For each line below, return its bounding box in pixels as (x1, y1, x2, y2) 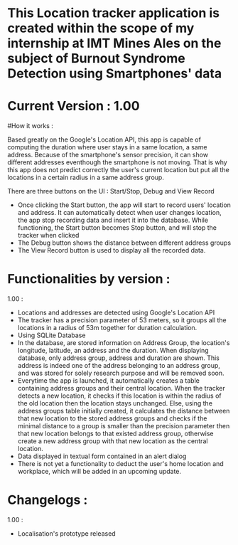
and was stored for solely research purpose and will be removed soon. (17, 369, 225, 378)
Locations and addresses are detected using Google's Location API (17, 308, 215, 317)
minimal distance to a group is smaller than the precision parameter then (17, 422, 230, 430)
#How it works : (7, 122, 53, 130)
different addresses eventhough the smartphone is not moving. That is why (7, 158, 227, 166)
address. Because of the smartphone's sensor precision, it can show (7, 151, 208, 159)
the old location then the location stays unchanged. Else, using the (17, 399, 213, 408)
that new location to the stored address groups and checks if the (17, 414, 207, 423)
